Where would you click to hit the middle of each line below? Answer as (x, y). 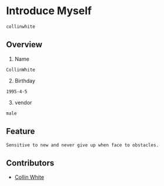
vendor (23, 102)
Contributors (30, 163)
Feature (21, 131)
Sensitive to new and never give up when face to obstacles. (83, 145)
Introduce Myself (49, 11)
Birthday (25, 80)
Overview (24, 45)
